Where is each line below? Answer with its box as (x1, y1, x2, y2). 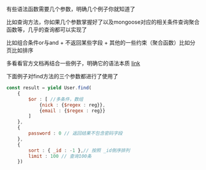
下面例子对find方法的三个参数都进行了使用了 (6, 73, 118, 79)
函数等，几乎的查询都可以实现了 (6, 26, 87, 33)
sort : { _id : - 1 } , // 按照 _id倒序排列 (28, 147, 131, 153)
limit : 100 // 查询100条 (28, 153, 92, 159)
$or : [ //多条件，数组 (28, 96, 84, 102)
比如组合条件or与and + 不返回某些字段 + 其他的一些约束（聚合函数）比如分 (6, 39, 196, 46)
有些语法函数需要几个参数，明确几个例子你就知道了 (6, 6, 135, 12)
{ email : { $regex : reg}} (39, 108, 105, 114)
